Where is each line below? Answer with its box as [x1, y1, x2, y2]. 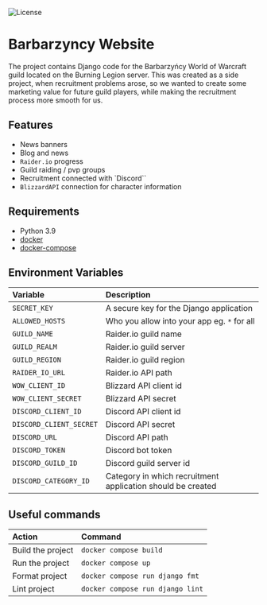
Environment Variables [8, 266, 124, 279]
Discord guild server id [105, 458, 191, 469]
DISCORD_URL [12, 433, 58, 442]
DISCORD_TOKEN [12, 446, 66, 455]
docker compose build [80, 545, 163, 555]
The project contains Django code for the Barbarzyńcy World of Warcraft [8, 61, 247, 71]
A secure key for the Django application [105, 303, 253, 314]
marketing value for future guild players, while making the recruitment [8, 87, 237, 96]
